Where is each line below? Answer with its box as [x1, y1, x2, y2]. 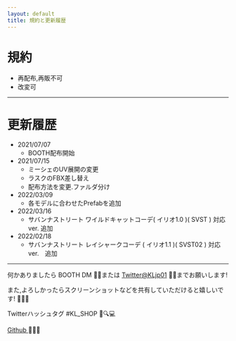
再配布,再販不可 [17, 74, 63, 82]
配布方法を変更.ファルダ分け [27, 182, 110, 191]
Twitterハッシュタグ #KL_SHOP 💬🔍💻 [7, 309, 116, 318]
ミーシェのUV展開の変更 [27, 165, 99, 173]
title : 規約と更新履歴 [7, 17, 67, 24]
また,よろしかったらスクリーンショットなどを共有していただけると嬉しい [7, 286, 218, 294]
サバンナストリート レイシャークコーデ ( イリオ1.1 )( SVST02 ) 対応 [27, 240, 221, 249]
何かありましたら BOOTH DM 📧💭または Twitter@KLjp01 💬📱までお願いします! [7, 271, 228, 279]
